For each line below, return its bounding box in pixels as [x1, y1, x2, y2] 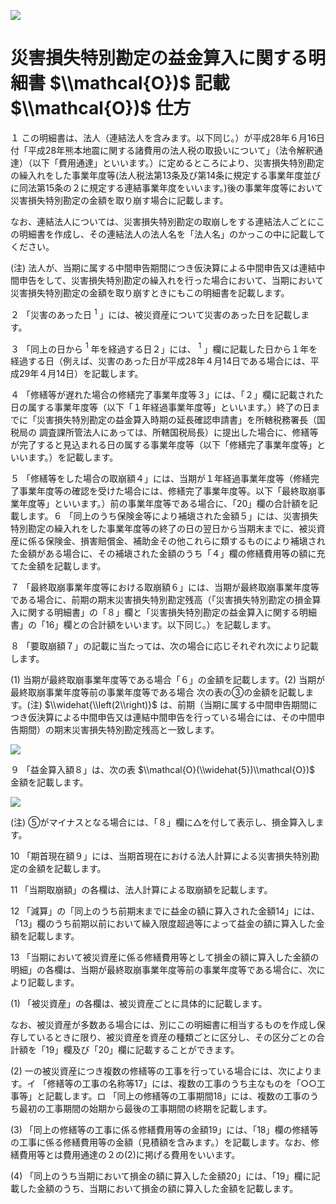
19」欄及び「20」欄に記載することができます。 [44, 1044, 240, 1056]
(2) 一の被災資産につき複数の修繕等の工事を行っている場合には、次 [10, 1065, 287, 1077]
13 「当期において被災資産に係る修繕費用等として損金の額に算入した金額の [10, 951, 320, 964]
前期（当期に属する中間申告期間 [176, 699, 309, 711]
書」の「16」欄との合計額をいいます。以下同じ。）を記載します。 [10, 619, 277, 631]
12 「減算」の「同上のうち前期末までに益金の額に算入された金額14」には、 [10, 905, 320, 917]
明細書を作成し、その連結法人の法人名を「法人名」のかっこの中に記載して [18, 228, 326, 240]
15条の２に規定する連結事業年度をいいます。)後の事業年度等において [44, 181, 324, 194]
